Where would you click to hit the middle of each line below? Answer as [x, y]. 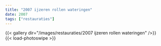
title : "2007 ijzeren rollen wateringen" [49, 10]
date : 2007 [16, 14]
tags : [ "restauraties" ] [30, 19]
